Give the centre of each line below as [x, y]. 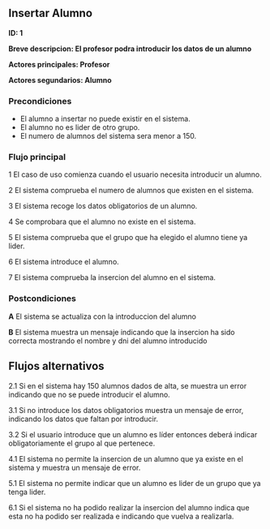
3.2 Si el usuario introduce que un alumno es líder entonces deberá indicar [133, 434]
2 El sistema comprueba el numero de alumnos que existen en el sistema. [131, 191]
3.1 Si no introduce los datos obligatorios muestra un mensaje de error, [126, 410]
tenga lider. [27, 492]
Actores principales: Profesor [59, 64]
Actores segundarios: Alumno [60, 80]
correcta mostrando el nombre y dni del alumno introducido [108, 341]
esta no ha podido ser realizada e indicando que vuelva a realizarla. [121, 516]
